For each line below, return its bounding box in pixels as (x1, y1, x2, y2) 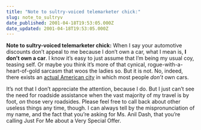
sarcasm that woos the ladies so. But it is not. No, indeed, (41, 67, 183, 75)
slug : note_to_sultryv (6, 14, 63, 20)
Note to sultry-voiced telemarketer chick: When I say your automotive (6, 42, 182, 49)
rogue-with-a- (148, 61, 183, 68)
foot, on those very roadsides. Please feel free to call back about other (6, 98, 181, 105)
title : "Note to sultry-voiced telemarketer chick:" (6, 8, 141, 15)
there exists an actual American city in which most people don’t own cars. (6, 74, 189, 81)
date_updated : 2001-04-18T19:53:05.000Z (6, 25, 109, 32)
